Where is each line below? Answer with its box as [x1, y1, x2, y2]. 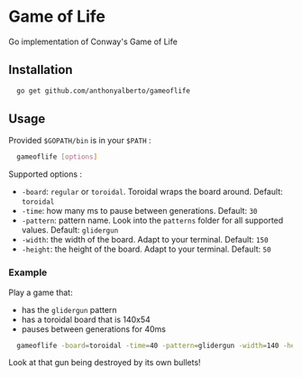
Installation [8, 62, 73, 78]
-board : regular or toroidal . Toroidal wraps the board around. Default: [21, 187, 283, 198]
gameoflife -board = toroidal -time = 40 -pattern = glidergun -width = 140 [16, 341, 279, 350]
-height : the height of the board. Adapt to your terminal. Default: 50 [21, 244, 271, 254]
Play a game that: [8, 287, 73, 298]
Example [8, 266, 48, 279]
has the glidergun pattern [21, 304, 118, 315]
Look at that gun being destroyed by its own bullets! [8, 357, 201, 368]
